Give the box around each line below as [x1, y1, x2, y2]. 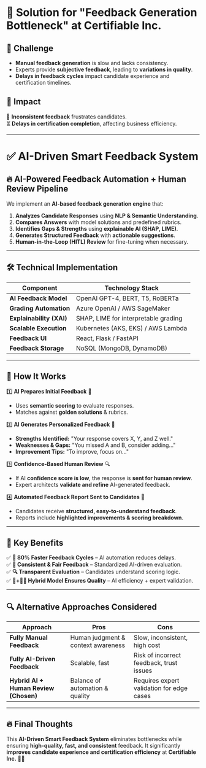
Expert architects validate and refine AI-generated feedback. [15, 481, 170, 489]
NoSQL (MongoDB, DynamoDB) [75, 344, 167, 352]
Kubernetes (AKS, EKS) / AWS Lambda [75, 324, 188, 332]
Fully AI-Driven [9, 655, 56, 664]
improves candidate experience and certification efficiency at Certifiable [6, 748, 196, 756]
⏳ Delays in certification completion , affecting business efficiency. [6, 120, 177, 127]
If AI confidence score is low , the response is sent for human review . [15, 475, 193, 482]
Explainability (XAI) [9, 314, 67, 322]
